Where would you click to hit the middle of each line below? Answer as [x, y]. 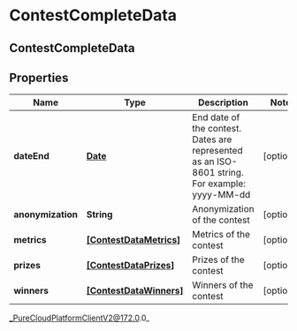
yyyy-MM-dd [221, 195]
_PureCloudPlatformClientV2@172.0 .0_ [80, 318]
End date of [216, 117]
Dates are [212, 139]
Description [223, 102]
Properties [39, 77]
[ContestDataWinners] [135, 290]
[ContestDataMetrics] [133, 240]
